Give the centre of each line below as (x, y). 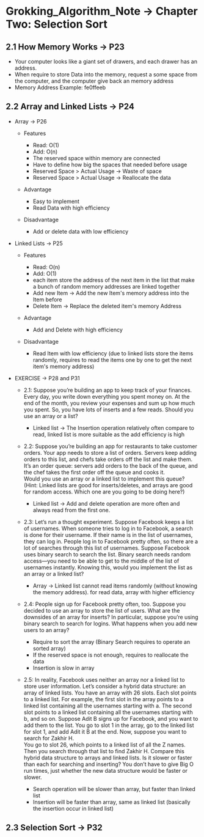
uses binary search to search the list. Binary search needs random (107, 554)
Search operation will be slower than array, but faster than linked (114, 789)
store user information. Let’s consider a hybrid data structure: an (105, 686)
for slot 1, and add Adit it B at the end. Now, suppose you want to (105, 731)
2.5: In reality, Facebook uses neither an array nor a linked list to (104, 679)
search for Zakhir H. (49, 738)
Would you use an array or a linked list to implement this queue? (104, 479)
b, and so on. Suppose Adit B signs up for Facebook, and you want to (111, 718)
